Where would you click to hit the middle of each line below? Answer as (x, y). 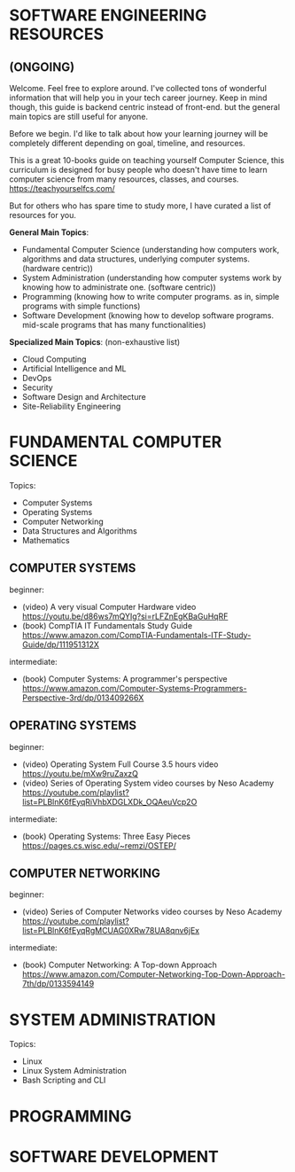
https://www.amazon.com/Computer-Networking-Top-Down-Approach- (154, 974)
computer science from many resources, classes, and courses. (124, 179)
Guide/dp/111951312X (61, 645)
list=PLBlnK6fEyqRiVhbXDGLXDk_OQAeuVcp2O (109, 801)
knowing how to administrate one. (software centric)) (119, 287)
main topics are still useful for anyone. (79, 117)
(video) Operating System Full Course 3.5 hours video (120, 764)
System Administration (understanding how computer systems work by (151, 277)
